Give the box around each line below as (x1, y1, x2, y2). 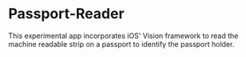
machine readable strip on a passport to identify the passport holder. (8, 39, 235, 48)
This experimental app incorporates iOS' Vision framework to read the (8, 31, 239, 40)
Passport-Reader (8, 5, 125, 23)
